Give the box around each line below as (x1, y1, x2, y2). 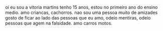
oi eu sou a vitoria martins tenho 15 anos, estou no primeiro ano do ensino (5, 4, 158, 10)
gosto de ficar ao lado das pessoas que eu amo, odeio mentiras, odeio (5, 15, 151, 20)
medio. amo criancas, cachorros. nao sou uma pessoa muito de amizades (5, 9, 158, 15)
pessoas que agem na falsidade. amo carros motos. (5, 20, 112, 26)
